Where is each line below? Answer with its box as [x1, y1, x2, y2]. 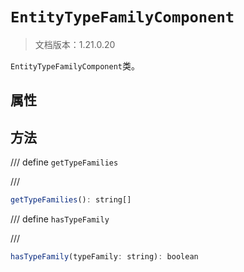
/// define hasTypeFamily [10, 213, 110, 225]
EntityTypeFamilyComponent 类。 [10, 59, 140, 72]
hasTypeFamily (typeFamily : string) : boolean [10, 252, 199, 262]
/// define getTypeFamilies [10, 156, 119, 168]
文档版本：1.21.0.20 [34, 38, 116, 50]
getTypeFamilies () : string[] [10, 195, 132, 205]
